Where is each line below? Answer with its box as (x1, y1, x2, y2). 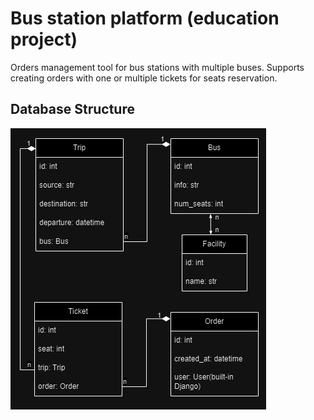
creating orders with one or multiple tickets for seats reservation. (10, 72, 278, 84)
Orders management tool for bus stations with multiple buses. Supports (10, 61, 305, 73)
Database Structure (10, 101, 135, 118)
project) (10, 28, 78, 51)
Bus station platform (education (10, 7, 280, 30)
